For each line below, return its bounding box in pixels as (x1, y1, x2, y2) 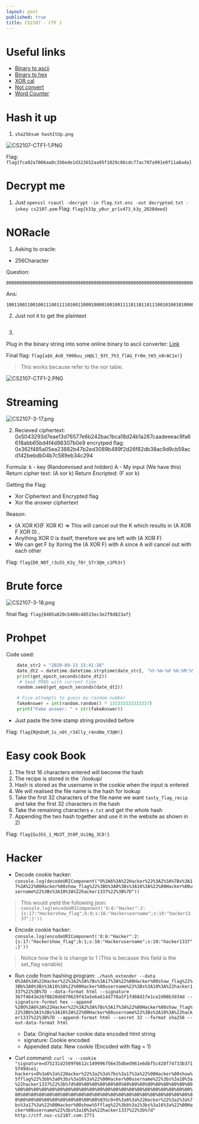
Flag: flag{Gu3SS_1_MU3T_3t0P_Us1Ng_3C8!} (6, 831, 110, 838)
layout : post (6, 8, 38, 15)
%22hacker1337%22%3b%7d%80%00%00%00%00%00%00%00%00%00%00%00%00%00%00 (14, 1081, 193, 1087)
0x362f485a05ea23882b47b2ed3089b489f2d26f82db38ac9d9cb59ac (14, 446, 191, 453)
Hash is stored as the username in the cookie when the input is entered (14, 781, 189, 788)
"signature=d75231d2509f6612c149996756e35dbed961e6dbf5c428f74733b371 (14, 1061, 193, 1066)
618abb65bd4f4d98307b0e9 (14, 439, 86, 446)
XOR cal (14, 78, 34, 85)
